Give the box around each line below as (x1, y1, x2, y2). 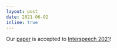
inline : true (6, 19, 38, 25)
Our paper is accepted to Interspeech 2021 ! (6, 36, 112, 43)
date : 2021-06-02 (6, 14, 49, 20)
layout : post (6, 8, 38, 15)
